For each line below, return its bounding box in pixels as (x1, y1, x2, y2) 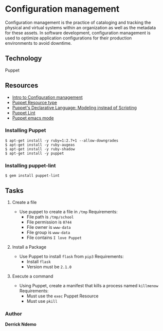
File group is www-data (26, 229, 71, 235)
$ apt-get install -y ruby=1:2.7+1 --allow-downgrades (5, 138, 119, 143)
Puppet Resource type (12, 99, 57, 105)
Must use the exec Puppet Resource (26, 293, 99, 299)
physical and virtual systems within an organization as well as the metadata (5, 24, 156, 30)
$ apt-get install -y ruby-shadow (5, 147, 75, 151)
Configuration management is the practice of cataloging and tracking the (5, 19, 151, 25)
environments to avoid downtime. (5, 40, 72, 46)
